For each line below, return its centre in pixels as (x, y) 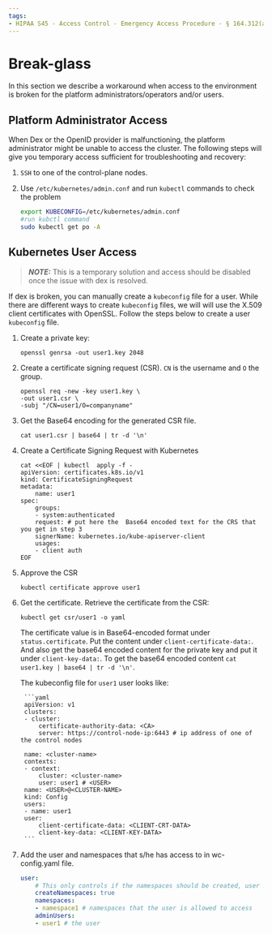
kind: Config (46, 797)
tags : (17, 16)
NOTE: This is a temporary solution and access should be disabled (139, 272)
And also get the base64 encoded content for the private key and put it (138, 649)
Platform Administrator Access (88, 120)
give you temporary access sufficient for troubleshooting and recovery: (127, 157)
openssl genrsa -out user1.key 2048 (82, 353)
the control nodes (51, 740)
